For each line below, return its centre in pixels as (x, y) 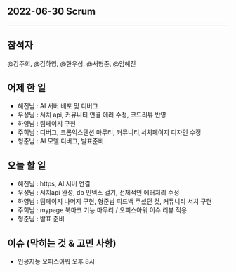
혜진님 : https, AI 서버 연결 (54, 184)
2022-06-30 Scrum (52, 12)
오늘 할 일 (27, 166)
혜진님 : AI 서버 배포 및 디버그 (58, 106)
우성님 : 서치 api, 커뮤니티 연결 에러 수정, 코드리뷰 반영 (92, 115)
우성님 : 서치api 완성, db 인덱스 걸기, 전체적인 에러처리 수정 (98, 193)
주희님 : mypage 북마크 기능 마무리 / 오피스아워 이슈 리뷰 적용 (102, 210)
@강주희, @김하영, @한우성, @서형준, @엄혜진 (72, 63)
